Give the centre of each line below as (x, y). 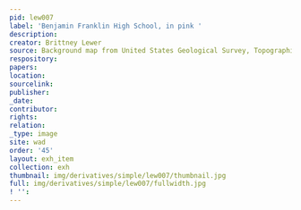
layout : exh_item (42, 159)
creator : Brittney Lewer (56, 42)
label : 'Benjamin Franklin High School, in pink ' (106, 26)
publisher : (30, 92)
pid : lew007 (31, 17)
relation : (28, 126)
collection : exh (39, 167)
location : (28, 76)
